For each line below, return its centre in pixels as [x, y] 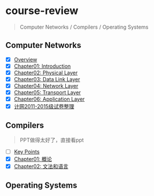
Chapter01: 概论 [33, 159]
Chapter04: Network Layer [46, 86]
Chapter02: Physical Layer [46, 73]
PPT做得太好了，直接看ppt [52, 140]
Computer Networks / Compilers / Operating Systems [84, 27]
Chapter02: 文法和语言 [41, 166]
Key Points [27, 152]
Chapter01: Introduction [42, 66]
